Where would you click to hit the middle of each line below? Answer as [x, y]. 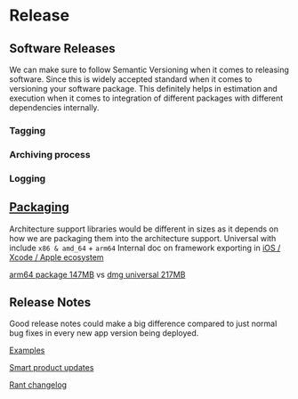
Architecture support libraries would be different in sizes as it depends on [144, 229]
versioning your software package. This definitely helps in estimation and [143, 89]
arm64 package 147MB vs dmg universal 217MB [97, 274]
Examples [27, 350]
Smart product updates [52, 368]
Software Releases [62, 49]
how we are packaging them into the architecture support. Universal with [143, 238]
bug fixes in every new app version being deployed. [104, 333]
